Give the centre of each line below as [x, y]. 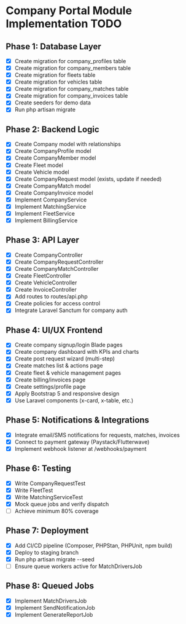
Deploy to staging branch [47, 552]
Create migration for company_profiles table [70, 61]
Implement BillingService [46, 220]
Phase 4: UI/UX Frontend [54, 330]
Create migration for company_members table [73, 68]
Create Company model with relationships [68, 144]
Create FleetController [43, 276]
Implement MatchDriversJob [51, 601]
